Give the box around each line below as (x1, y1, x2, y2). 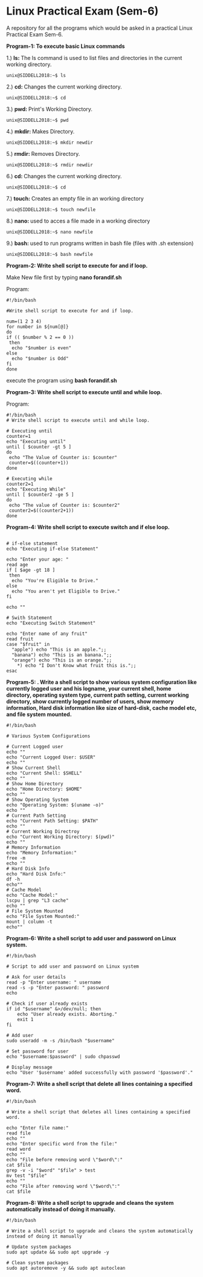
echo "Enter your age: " (6, 556, 69, 562)
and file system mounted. (6, 711, 72, 718)
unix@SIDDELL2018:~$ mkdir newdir (6, 139, 94, 146)
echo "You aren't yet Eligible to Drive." (11, 588, 120, 594)
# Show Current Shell (6, 765, 61, 771)
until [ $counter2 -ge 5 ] (6, 491, 74, 498)
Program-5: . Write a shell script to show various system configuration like (6, 678, 197, 686)
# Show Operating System (6, 796, 69, 803)
